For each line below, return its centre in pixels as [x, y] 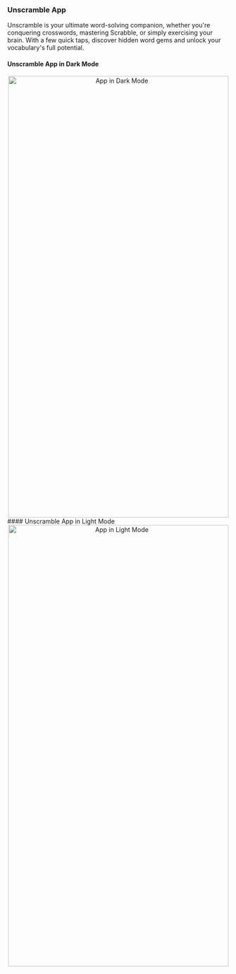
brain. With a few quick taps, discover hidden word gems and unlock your [114, 40]
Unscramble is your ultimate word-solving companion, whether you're [109, 25]
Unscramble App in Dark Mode [53, 64]
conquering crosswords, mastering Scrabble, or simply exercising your [110, 32]
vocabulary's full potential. [46, 48]
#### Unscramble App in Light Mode [61, 521]
